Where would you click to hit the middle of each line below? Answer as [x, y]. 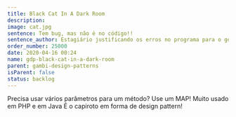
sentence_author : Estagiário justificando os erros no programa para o [114, 40]
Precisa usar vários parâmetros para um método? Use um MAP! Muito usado [118, 99]
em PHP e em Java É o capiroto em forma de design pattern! [95, 106]
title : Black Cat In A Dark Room [56, 14]
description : [26, 20]
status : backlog [31, 79]
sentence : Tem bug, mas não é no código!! [70, 33]
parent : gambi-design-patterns [53, 66]
